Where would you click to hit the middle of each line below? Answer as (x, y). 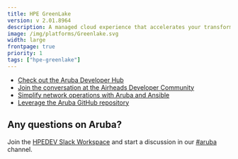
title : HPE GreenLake (39, 14)
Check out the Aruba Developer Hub (70, 80)
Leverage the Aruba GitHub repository (73, 102)
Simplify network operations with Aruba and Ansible (93, 95)
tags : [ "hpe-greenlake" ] (44, 60)
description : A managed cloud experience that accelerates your (104, 27)
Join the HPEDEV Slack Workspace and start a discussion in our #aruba (112, 141)
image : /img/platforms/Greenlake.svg (63, 34)
